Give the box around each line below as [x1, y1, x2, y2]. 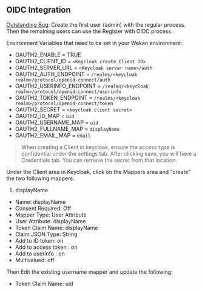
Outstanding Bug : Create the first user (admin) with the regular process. [6, 21, 186, 28]
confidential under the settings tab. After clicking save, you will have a [21, 150, 197, 157]
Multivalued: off [15, 256, 55, 263]
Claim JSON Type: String [15, 231, 78, 238]
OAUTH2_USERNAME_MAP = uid [15, 119, 99, 126]
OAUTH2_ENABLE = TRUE [15, 51, 81, 58]
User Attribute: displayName [15, 217, 86, 224]
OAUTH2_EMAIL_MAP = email [15, 131, 91, 139]
